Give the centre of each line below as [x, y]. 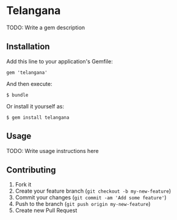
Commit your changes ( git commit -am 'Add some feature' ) [91, 197]
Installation [28, 47]
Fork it [23, 185]
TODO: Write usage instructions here [52, 151]
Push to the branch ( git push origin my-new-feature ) [83, 204]
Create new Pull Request [46, 210]
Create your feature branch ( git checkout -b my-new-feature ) [93, 191]
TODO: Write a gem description [46, 27]
